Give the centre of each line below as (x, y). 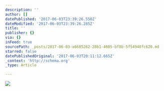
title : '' (15, 28)
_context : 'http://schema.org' (38, 61)
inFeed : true (19, 42)
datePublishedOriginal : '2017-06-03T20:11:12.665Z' (60, 56)
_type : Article (21, 65)
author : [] (16, 14)
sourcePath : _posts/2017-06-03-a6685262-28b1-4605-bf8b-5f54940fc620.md (82, 47)
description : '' (22, 10)
